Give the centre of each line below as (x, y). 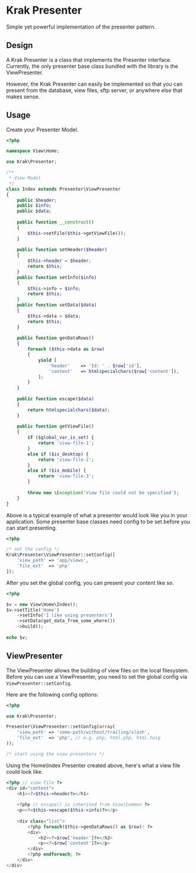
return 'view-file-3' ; (66, 476)
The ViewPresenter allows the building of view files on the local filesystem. (98, 670)
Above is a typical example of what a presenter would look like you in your (97, 515)
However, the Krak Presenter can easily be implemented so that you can (94, 84)
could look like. (25, 771)
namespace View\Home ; (33, 151)
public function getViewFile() (56, 426)
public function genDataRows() (56, 338)
